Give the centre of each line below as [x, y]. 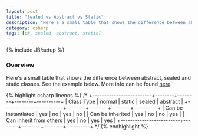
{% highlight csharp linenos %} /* [47, 96]
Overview [20, 65]
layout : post [22, 11]
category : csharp [27, 28]
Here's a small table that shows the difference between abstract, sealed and [99, 78]
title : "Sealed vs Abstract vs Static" [55, 17]
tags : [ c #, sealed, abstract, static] [54, 33]
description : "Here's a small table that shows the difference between [96, 22]
